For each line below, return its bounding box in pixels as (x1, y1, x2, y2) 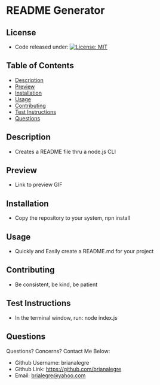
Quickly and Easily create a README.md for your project (14, 248, 154, 255)
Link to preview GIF (14, 181, 63, 189)
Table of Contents (6, 60, 75, 71)
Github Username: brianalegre (14, 359, 90, 366)
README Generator (6, 4, 105, 17)
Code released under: (14, 43, 69, 50)
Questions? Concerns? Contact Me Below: (6, 347, 110, 354)
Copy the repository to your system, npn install (14, 214, 130, 222)
